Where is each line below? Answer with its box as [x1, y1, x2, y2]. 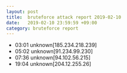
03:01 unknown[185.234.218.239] [14, 42, 97, 49]
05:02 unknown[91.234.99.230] [14, 48, 94, 55]
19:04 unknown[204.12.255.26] [14, 61, 91, 68]
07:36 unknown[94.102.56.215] [14, 54, 91, 61]
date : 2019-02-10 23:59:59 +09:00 [6, 20, 97, 26]
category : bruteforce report [6, 25, 79, 31]
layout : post [6, 8, 39, 15]
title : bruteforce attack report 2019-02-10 [6, 14, 121, 20]
